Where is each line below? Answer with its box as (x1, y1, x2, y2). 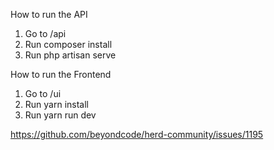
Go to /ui (24, 88, 62, 99)
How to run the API (10, 9, 88, 20)
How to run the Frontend (10, 69, 112, 80)
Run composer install (24, 39, 113, 50)
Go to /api (24, 28, 67, 39)
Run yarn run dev (24, 109, 97, 121)
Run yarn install (24, 99, 89, 110)
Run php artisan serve (24, 49, 117, 61)
